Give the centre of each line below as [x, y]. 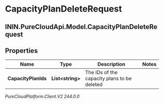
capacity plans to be [108, 78]
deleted [94, 85]
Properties [21, 51]
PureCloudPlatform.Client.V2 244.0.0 [42, 97]
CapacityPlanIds [27, 78]
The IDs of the [102, 73]
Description [111, 64]
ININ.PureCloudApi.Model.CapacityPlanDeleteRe [81, 27]
